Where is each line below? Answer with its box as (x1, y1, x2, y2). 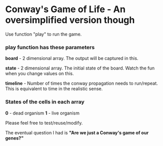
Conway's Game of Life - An (5, 4, 126, 15)
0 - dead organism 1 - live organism (5, 110, 80, 116)
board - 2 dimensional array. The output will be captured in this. (5, 55, 139, 61)
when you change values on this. (5, 70, 74, 77)
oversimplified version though (5, 14, 135, 26)
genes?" (5, 135, 24, 141)
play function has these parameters (5, 44, 95, 51)
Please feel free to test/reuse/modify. (5, 120, 83, 126)
